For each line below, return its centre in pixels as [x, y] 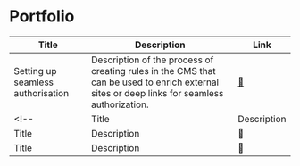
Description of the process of [152, 60]
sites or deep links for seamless [157, 93]
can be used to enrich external [155, 82]
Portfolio [42, 17]
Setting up [35, 71]
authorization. [120, 104]
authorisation [42, 93]
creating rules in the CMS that [153, 71]
